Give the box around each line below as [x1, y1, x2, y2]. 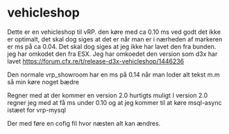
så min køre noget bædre [7, 77, 80, 86]
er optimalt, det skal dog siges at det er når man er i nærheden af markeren [7, 35, 223, 43]
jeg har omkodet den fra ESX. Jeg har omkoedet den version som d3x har [7, 50, 218, 58]
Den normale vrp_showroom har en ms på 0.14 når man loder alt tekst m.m [7, 70, 220, 79]
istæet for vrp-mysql [7, 106, 66, 114]
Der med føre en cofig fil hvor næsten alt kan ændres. [7, 119, 161, 127]
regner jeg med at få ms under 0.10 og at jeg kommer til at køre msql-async [7, 98, 222, 106]
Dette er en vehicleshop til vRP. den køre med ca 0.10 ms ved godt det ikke [7, 28, 221, 36]
